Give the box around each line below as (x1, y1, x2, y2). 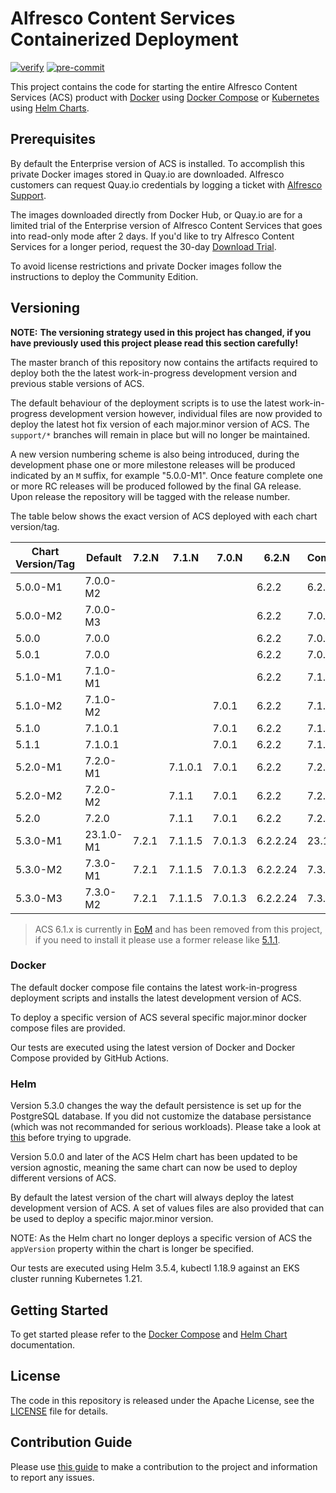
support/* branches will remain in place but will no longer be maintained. (10, 428, 311, 441)
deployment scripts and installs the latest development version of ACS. (10, 992, 302, 1004)
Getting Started (10, 1302, 109, 1319)
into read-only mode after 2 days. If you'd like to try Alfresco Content (10, 230, 295, 242)
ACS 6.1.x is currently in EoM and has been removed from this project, (34, 923, 323, 935)
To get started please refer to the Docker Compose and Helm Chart (10, 1328, 288, 1340)
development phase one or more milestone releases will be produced (10, 458, 296, 471)
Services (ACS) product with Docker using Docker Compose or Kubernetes (10, 91, 320, 103)
